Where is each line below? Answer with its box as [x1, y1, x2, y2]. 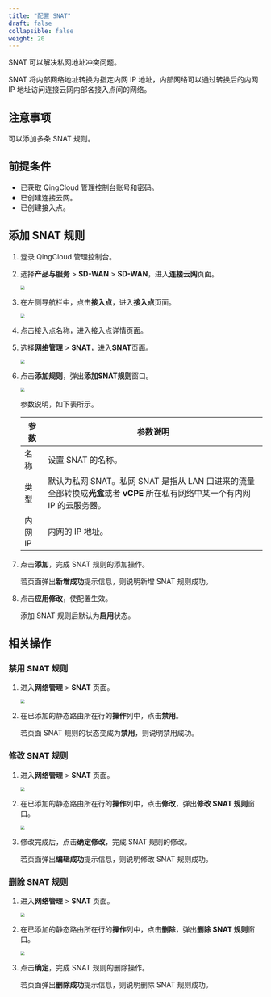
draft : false [8, 19, 52, 27]
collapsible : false [8, 27, 74, 35]
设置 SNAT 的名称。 [48, 454, 123, 465]
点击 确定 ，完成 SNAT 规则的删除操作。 [19, 962, 149, 972]
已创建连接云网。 [19, 192, 77, 202]
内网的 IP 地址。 [48, 526, 109, 537]
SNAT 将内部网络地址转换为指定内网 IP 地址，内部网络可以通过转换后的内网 [8, 74, 259, 85]
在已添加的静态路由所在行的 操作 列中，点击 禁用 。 [19, 711, 183, 721]
